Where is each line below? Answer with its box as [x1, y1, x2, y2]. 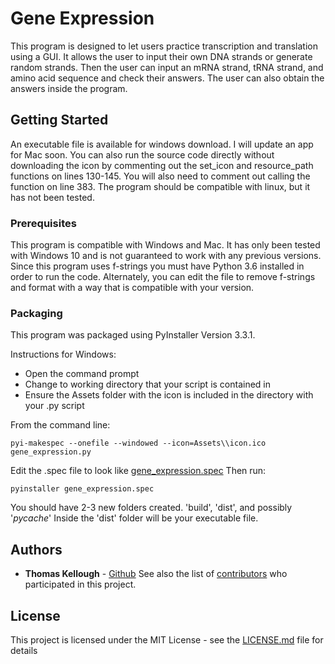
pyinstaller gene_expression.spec [10, 484, 155, 494]
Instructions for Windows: [10, 348, 117, 361]
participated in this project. [24, 578, 137, 591]
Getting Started [10, 112, 109, 129]
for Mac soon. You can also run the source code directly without [10, 148, 275, 161]
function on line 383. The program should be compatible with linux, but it [10, 180, 311, 192]
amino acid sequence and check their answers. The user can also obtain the [10, 72, 325, 84]
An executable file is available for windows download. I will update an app [10, 138, 314, 150]
